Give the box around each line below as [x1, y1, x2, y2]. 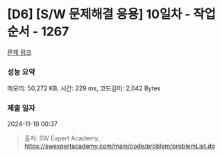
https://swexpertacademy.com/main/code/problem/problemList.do [24, 142, 216, 150]
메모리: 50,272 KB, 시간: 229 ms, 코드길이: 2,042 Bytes [7, 84, 161, 92]
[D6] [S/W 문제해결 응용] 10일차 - [7, 6, 191, 22]
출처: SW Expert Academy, [24, 133, 100, 142]
